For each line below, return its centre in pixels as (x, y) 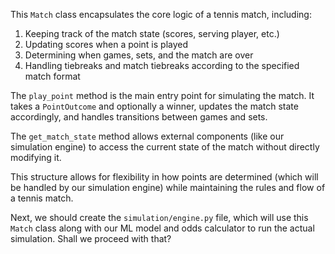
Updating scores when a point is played (106, 44)
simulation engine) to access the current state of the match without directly (165, 147)
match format (52, 76)
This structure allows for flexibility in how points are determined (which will (164, 177)
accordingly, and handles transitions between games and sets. (139, 117)
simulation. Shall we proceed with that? (91, 238)
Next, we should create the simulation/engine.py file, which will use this (159, 217)
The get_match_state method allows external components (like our (147, 136)
